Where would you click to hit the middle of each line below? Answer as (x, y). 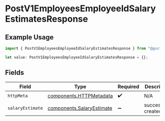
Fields (15, 73)
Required (128, 87)
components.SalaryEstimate (80, 108)
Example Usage (29, 37)
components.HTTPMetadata (80, 96)
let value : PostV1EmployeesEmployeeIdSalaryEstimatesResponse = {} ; (77, 57)
